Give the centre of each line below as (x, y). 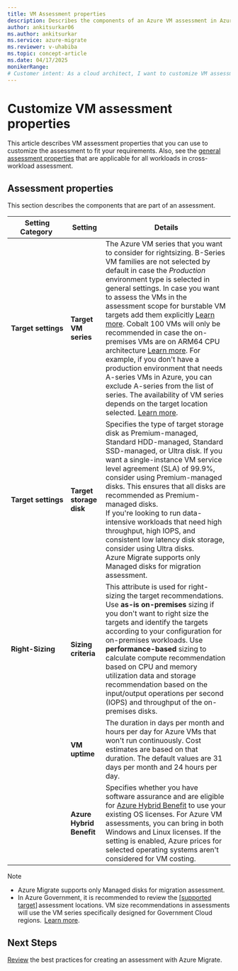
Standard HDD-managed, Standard (164, 442)
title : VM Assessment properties (57, 14)
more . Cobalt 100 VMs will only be (163, 324)
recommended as (135, 495)
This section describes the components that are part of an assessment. (112, 205)
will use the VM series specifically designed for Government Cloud (115, 913)
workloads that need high (180, 522)
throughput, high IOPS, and (151, 531)
